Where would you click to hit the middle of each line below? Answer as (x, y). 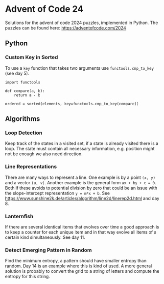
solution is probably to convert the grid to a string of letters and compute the (82, 271)
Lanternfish (19, 216)
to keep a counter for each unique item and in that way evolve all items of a (81, 232)
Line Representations (31, 167)
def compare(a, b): (25, 91)
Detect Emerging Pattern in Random (48, 250)
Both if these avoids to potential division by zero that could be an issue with (81, 188)
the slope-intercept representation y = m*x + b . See (58, 193)
